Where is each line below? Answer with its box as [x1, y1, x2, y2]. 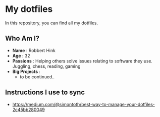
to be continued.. [19, 73, 55, 80]
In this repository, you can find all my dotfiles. [5, 20, 98, 26]
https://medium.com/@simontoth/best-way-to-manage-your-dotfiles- [12, 101, 155, 107]
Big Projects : [12, 68, 41, 74]
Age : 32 [12, 53, 31, 58]
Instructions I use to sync [5, 88, 85, 97]
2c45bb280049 [12, 107, 45, 113]
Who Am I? [5, 34, 40, 43]
